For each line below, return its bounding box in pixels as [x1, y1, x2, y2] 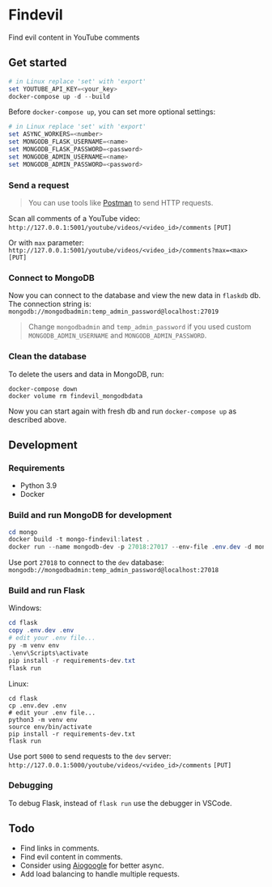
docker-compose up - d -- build [8, 92, 111, 100]
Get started [8, 56, 67, 70]
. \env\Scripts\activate [8, 649, 89, 657]
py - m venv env [8, 642, 60, 650]
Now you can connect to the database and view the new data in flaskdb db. [8, 291, 261, 300]
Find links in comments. [19, 843, 100, 853]
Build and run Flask [8, 585, 86, 596]
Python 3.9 [19, 481, 57, 490]
